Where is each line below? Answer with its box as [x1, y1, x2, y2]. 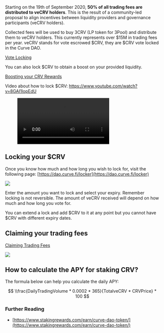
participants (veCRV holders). [5, 20, 65, 26]
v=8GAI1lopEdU [5, 88, 37, 94]
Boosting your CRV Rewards [5, 74, 62, 79]
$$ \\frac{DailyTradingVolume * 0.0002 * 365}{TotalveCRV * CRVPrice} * [8, 288, 157, 294]
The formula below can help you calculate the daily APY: [5, 278, 119, 284]
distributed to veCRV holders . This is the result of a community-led [5, 9, 142, 15]
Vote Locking [5, 55, 32, 60]
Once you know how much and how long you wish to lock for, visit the [5, 166, 146, 171]
